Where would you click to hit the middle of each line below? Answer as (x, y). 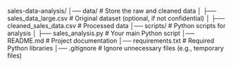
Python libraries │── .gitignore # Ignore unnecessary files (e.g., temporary (115, 48)
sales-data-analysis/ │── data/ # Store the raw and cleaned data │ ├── (112, 11)
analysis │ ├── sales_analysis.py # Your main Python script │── (101, 33)
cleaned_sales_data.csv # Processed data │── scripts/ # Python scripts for (116, 26)
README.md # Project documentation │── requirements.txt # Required (111, 41)
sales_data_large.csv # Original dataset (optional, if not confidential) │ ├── (116, 18)
